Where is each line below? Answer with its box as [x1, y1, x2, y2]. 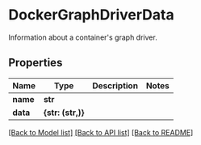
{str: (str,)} [43, 107, 85, 118]
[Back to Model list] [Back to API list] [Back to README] [8, 127, 194, 137]
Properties [8, 56, 63, 70]
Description [92, 79, 139, 91]
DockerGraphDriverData [8, 6, 175, 24]
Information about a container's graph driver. [8, 32, 157, 42]
